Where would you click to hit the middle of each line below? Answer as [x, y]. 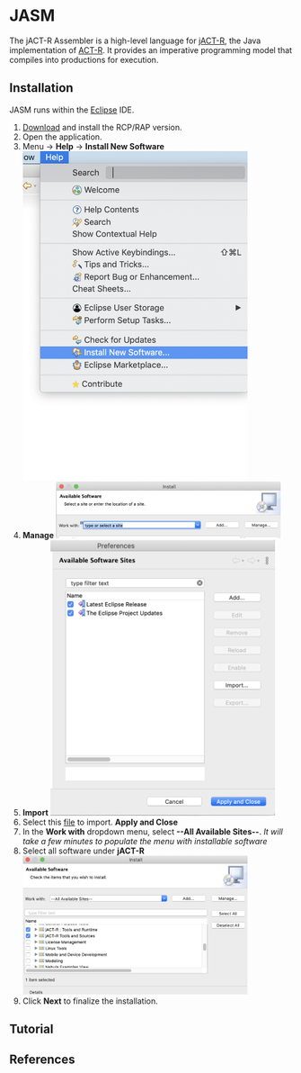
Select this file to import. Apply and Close [100, 822]
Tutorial [31, 1029]
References [42, 1060]
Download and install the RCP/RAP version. [102, 127]
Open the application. [62, 137]
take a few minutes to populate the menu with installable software [145, 842]
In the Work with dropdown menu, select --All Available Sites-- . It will [152, 832]
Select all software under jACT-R [84, 851]
